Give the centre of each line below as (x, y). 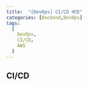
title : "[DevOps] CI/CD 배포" (45, 12)
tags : (13, 23)
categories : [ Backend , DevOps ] (45, 18)
